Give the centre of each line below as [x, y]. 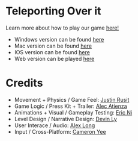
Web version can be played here [54, 58]
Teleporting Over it [53, 11]
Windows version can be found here [59, 39]
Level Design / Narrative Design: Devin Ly [66, 119]
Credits [24, 83]
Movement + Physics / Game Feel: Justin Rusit [72, 99]
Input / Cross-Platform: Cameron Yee [60, 131]
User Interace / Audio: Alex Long [55, 125]
